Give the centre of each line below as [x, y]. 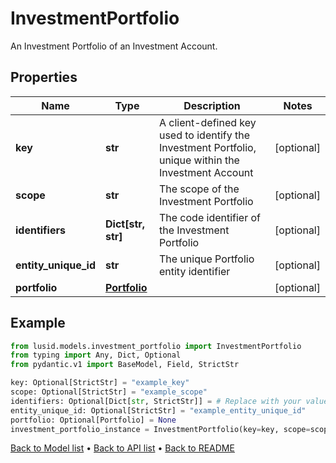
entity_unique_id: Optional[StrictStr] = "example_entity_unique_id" [158, 410]
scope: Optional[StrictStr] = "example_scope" [109, 392]
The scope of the [199, 189]
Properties [44, 77]
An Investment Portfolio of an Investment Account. [114, 46]
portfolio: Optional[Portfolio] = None [93, 420]
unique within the [199, 160]
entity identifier [194, 271]
